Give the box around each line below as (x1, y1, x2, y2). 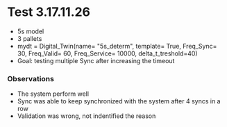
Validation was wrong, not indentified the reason (17, 112, 156, 120)
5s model (17, 27, 44, 35)
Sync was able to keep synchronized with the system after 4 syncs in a (17, 97, 221, 105)
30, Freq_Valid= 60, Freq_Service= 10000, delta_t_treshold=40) (17, 49, 198, 58)
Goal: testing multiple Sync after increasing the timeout (17, 56, 175, 65)
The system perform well (17, 90, 89, 98)
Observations (7, 74, 54, 83)
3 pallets (17, 34, 42, 42)
